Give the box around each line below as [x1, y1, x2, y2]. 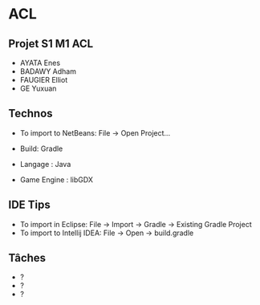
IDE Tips [8, 198, 51, 212]
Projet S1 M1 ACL [8, 37, 94, 51]
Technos [8, 107, 54, 120]
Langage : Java [19, 159, 71, 169]
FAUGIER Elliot [19, 75, 68, 84]
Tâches [8, 251, 47, 265]
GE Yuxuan [19, 83, 57, 93]
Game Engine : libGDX [19, 174, 94, 185]
